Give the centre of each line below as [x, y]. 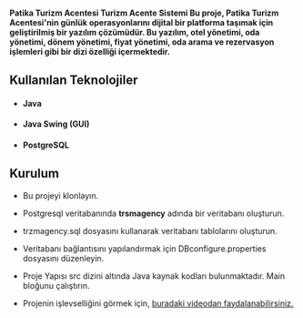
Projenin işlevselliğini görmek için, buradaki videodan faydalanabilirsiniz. [158, 303]
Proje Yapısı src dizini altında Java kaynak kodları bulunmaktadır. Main [153, 276]
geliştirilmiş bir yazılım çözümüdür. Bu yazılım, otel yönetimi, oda [135, 32]
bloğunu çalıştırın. [56, 285]
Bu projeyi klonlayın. [61, 195]
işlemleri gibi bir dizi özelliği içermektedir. [90, 51]
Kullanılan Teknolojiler [74, 80]
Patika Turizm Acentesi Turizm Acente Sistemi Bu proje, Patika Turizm [144, 13]
